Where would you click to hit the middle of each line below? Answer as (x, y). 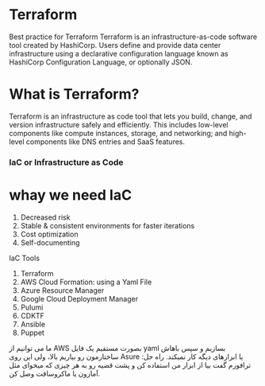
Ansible (33, 324)
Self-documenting (50, 242)
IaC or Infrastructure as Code (66, 162)
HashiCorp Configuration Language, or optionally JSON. (101, 62)
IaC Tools (25, 258)
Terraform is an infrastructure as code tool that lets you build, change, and (131, 116)
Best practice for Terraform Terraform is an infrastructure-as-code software (133, 37)
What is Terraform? (74, 94)
